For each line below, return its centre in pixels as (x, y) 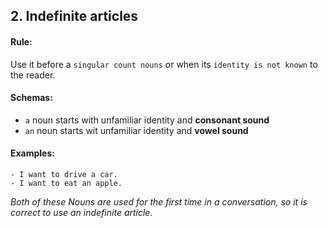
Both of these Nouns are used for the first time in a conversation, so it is (159, 202)
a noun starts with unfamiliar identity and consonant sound (147, 120)
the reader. (33, 75)
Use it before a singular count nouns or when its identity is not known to (164, 64)
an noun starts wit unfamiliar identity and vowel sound (136, 130)
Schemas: (31, 98)
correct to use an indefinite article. (81, 212)
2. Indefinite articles (74, 16)
